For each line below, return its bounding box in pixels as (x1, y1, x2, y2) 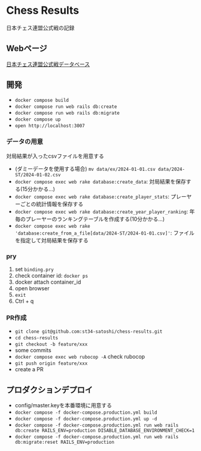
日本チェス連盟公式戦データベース (6, 61, 90, 68)
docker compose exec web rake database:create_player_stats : (14, 193, 169, 200)
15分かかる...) (22, 185, 56, 193)
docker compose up (14, 116, 61, 122)
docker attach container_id (14, 278, 81, 285)
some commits (14, 347, 52, 354)
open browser (14, 285, 50, 292)
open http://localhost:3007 (14, 122, 85, 129)
